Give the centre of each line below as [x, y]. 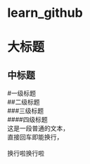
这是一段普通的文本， [38, 128]
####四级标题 [27, 120]
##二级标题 [24, 102]
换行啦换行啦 [26, 153]
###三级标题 [26, 111]
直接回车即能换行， [35, 137]
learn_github [45, 13]
